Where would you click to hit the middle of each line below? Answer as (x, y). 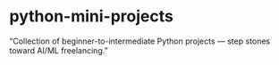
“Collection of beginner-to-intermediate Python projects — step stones (140, 41)
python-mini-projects (92, 16)
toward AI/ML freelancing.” (59, 50)
